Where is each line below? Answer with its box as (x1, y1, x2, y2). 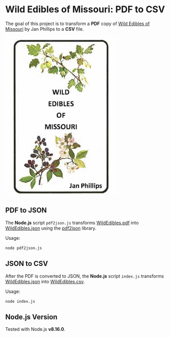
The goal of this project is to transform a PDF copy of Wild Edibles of (5, 20, 150, 27)
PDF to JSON (5, 206, 47, 215)
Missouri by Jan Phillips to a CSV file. (5, 26, 84, 32)
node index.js (5, 299, 36, 304)
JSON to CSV (5, 259, 48, 268)
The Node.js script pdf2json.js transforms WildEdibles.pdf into (5, 219, 139, 226)
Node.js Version (5, 312, 58, 321)
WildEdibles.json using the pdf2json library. (5, 225, 96, 231)
